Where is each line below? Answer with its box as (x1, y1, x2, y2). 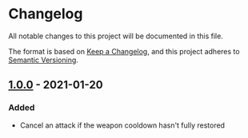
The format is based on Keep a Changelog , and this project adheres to (8, 46, 240, 56)
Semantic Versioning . (8, 55, 78, 65)
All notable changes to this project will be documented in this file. (8, 31, 224, 41)
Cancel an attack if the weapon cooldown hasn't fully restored (19, 120, 226, 130)
